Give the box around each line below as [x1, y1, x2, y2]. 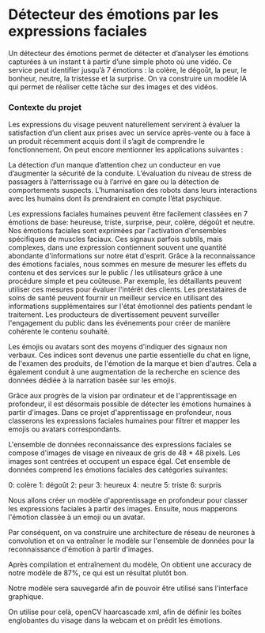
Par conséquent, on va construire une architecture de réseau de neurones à [8, 528, 256, 537]
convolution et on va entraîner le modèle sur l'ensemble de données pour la [8, 536, 255, 546]
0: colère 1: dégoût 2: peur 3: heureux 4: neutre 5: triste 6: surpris [8, 480, 221, 490]
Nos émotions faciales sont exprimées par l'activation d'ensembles [8, 226, 227, 235]
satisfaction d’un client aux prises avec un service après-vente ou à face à [8, 128, 251, 138]
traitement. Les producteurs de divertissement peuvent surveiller [8, 310, 220, 319]
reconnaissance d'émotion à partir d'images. [8, 544, 154, 554]
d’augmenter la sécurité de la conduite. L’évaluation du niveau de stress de [8, 168, 252, 179]
